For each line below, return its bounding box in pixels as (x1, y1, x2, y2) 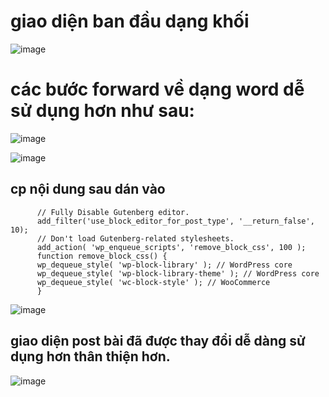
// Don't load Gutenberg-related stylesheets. (36, 233, 235, 244)
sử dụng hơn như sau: (10, 100, 195, 122)
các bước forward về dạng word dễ (10, 78, 305, 101)
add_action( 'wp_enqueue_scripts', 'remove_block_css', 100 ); (36, 242, 307, 252)
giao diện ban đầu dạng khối (10, 10, 250, 33)
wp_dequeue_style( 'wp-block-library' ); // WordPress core (36, 260, 293, 270)
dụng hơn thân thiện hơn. (10, 348, 171, 365)
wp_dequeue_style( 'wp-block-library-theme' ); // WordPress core (36, 268, 320, 279)
